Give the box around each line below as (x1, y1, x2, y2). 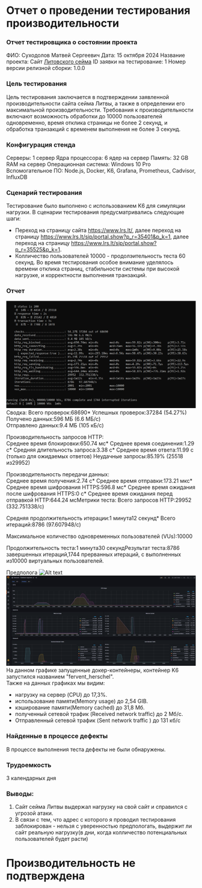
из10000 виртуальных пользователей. (6, 557, 104, 564)
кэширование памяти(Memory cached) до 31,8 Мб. (14, 704, 145, 711)
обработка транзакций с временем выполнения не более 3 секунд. (6, 125, 181, 133)
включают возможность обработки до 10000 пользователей (6, 112, 162, 120)
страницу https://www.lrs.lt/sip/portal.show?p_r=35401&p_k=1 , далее (14, 233, 189, 240)
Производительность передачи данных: (6, 470, 109, 478)
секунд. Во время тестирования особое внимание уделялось (14, 259, 174, 266)
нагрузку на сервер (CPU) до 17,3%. (14, 691, 108, 698)
